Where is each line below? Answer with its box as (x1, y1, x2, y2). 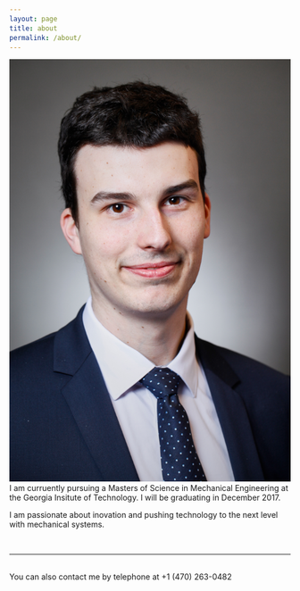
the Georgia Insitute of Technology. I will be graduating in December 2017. (9, 492, 281, 504)
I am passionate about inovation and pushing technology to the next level (9, 510, 279, 520)
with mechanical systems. (9, 519, 105, 530)
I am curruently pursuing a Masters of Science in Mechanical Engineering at (9, 483, 288, 494)
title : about (9, 23, 58, 33)
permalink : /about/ (9, 33, 82, 42)
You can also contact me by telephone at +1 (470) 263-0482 (9, 571, 232, 582)
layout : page (9, 14, 58, 23)
